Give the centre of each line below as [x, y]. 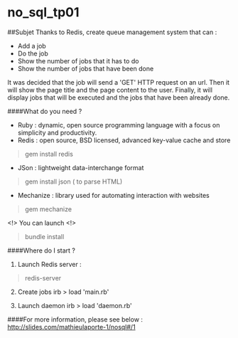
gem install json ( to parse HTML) [74, 181]
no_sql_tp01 [43, 12]
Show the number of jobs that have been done [86, 68]
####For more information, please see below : [75, 319]
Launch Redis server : [49, 264]
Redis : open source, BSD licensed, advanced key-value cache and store [124, 140]
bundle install [44, 236]
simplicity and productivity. [57, 132]
